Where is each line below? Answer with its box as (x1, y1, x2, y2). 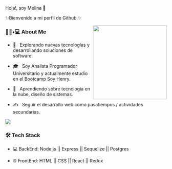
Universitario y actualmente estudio (12, 70, 88, 77)
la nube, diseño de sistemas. (12, 91, 73, 98)
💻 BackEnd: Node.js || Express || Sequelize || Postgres (12, 145, 129, 152)
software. (12, 53, 33, 59)
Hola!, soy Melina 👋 (5, 5, 46, 11)
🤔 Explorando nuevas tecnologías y (12, 42, 90, 48)
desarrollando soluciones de (12, 47, 73, 53)
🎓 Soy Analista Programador (12, 63, 78, 69)
